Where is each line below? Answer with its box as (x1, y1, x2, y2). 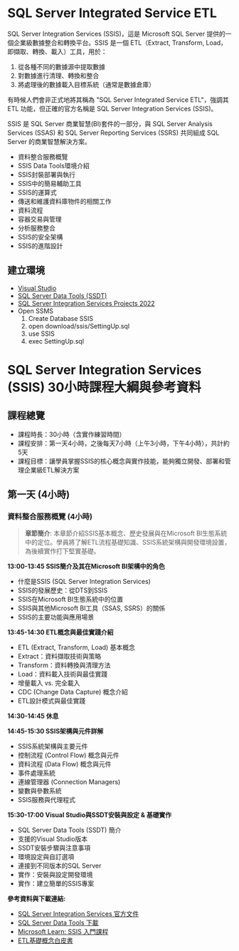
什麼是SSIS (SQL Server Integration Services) (17, 577, 152, 586)
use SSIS (28, 329, 55, 338)
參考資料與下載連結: (7, 895, 66, 903)
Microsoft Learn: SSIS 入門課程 (17, 927, 109, 936)
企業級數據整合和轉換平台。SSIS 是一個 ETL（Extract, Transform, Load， (13, 38, 228, 47)
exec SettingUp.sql (28, 336, 84, 345)
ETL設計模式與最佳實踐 (17, 696, 86, 705)
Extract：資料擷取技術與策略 (17, 652, 102, 661)
